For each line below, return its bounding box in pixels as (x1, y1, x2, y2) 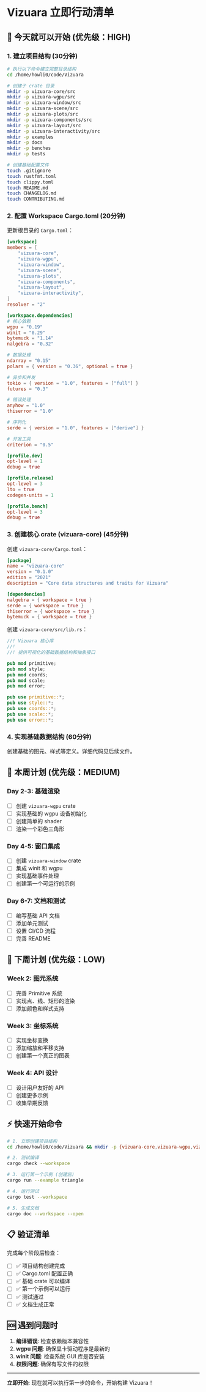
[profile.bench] (7, 503, 48, 509)
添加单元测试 (15, 919, 48, 927)
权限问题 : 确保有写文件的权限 (15, 1360, 89, 1368)
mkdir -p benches (7, 145, 51, 152)
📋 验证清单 (7, 1229, 50, 1239)
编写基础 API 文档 (15, 912, 61, 919)
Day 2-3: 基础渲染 (7, 787, 60, 796)
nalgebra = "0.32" (7, 341, 54, 347)
